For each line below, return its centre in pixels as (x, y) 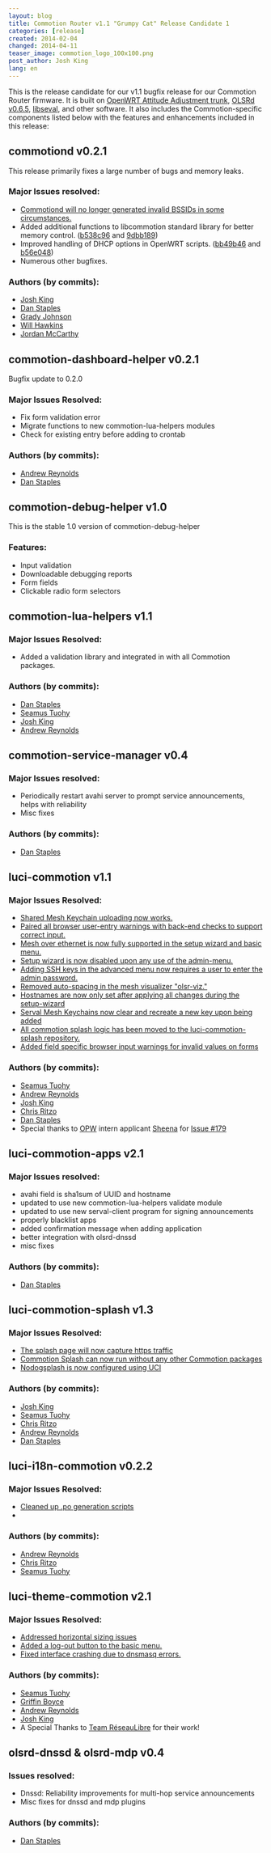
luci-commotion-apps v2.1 (76, 1154)
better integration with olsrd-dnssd (78, 1237)
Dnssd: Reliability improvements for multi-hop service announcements (137, 1793)
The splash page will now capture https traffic (97, 1351)
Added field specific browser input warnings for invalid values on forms (139, 1047)
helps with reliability (53, 805)
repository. (62, 1038)
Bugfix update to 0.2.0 (46, 379)
